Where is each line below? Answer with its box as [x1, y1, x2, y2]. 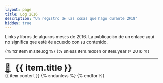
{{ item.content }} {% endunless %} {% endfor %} [5, 73, 105, 79]
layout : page [5, 7, 32, 12]
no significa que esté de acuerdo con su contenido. [5, 39, 108, 45]
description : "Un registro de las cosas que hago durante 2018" [5, 16, 138, 21]
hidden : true [5, 20, 32, 26]
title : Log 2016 [5, 12, 38, 17]
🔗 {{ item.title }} [5, 63, 72, 73]
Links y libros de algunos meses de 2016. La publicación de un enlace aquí [5, 34, 154, 40]
